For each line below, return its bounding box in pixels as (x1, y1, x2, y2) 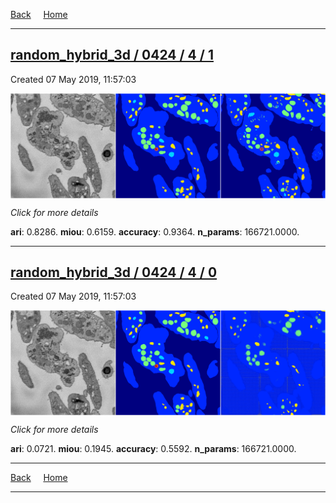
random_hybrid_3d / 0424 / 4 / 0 (10, 264, 218, 281)
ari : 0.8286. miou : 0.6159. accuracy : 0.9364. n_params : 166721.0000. (10, 225, 300, 238)
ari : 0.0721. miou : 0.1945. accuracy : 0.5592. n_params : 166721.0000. (10, 443, 297, 455)
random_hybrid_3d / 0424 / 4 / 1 (10, 47, 214, 64)
